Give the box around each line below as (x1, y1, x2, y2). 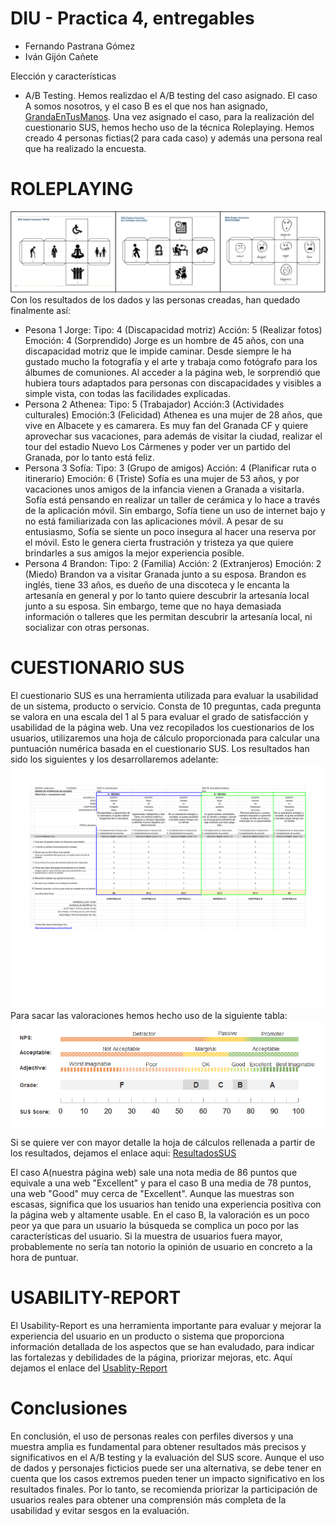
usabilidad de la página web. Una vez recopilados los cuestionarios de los (10, 722, 315, 734)
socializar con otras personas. (24, 622, 150, 634)
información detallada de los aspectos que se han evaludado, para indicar (10, 1340, 315, 1352)
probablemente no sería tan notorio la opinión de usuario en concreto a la (10, 1240, 313, 1252)
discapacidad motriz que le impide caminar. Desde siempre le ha (24, 345, 292, 357)
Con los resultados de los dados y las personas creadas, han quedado (10, 294, 301, 306)
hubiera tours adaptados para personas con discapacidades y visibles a (24, 377, 322, 389)
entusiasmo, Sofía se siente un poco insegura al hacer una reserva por (24, 526, 317, 538)
